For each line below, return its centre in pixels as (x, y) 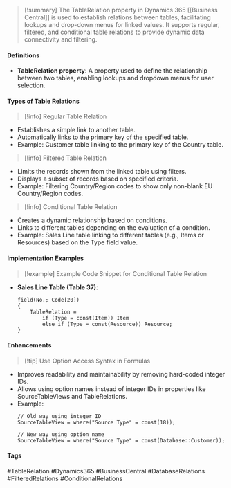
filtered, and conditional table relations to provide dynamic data (114, 32)
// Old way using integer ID (59, 416)
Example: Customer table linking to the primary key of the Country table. (120, 145)
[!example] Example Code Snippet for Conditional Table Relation (115, 273)
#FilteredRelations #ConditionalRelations (65, 479)
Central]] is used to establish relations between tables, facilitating (117, 17)
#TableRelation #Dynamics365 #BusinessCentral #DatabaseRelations (106, 471)
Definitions (24, 55)
